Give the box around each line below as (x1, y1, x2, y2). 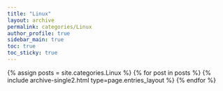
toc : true (7, 43, 36, 50)
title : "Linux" (7, 10, 52, 17)
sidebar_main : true (7, 36, 64, 43)
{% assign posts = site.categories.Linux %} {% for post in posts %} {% (7, 68, 212, 77)
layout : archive (7, 17, 55, 24)
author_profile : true (7, 29, 71, 37)
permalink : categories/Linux (7, 23, 92, 30)
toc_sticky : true (7, 50, 58, 57)
